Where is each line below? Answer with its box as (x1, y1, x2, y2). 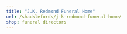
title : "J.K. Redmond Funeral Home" (6, 8, 95, 14)
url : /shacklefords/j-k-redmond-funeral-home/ (6, 14, 122, 20)
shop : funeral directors (6, 19, 67, 25)
